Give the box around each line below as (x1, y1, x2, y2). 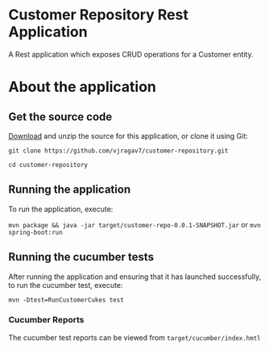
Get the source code (8, 110, 113, 123)
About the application (8, 78, 157, 96)
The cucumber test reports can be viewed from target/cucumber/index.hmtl (8, 332, 261, 342)
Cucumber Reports (8, 315, 85, 326)
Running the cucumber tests (8, 250, 155, 264)
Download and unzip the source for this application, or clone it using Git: (8, 131, 248, 140)
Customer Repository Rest (8, 6, 189, 24)
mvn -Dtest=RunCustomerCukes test (8, 296, 125, 304)
